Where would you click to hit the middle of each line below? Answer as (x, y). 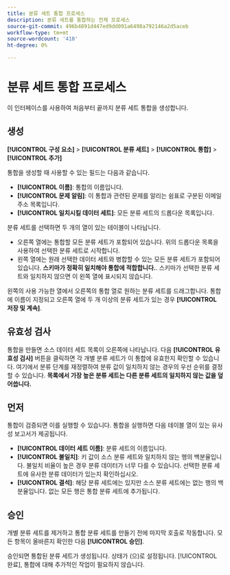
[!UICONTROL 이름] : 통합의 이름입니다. (70, 187)
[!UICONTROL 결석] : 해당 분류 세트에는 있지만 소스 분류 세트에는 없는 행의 (117, 483)
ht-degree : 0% (27, 45)
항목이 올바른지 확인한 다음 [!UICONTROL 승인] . (79, 541)
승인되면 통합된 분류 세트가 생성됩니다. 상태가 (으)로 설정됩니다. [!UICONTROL (112, 556)
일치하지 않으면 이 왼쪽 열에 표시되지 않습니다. (91, 276)
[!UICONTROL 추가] (35, 158)
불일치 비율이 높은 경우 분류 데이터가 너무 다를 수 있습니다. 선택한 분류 (119, 466)
